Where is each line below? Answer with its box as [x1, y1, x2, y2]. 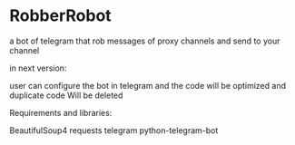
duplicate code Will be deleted [9, 90, 123, 101]
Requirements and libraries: [9, 107, 113, 118]
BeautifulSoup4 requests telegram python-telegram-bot [9, 124, 219, 136]
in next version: [9, 63, 67, 73]
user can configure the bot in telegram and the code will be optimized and [9, 80, 286, 91]
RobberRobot [9, 5, 112, 26]
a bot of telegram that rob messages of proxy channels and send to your [9, 35, 280, 46]
